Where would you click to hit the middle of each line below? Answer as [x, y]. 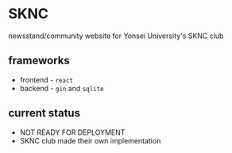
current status [44, 113]
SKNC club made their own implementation [90, 140]
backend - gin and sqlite [62, 88]
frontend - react [46, 79]
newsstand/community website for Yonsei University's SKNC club [116, 36]
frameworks [39, 61]
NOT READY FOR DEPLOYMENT [72, 132]
